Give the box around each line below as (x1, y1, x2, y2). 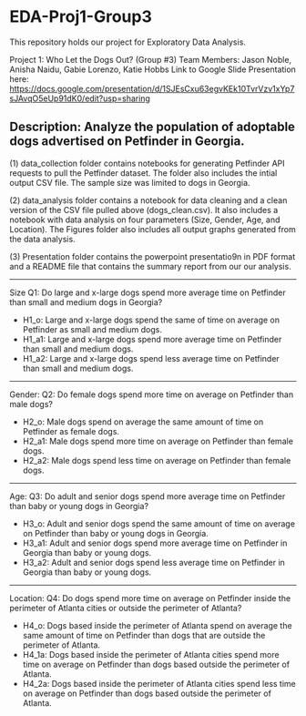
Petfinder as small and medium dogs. (22, 323, 162, 334)
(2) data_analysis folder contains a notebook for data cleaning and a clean (9, 194, 288, 206)
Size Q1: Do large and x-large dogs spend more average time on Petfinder (9, 287, 287, 298)
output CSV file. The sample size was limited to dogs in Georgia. (9, 177, 250, 188)
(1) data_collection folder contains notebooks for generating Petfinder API (9, 158, 285, 169)
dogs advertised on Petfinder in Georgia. (9, 134, 245, 149)
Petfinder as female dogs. (22, 425, 120, 436)
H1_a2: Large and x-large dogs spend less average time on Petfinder (22, 353, 280, 363)
